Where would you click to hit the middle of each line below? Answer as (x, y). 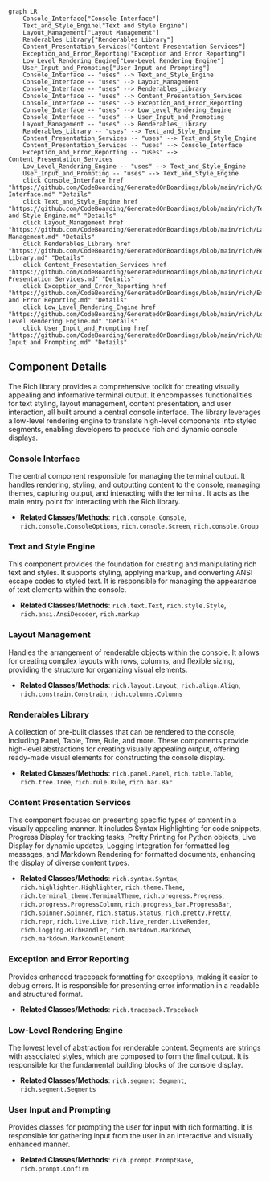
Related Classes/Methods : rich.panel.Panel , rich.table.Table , (127, 773)
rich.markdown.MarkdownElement (72, 939)
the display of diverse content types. (69, 863)
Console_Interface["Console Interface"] (91, 19)
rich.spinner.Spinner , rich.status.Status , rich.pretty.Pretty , (126, 912)
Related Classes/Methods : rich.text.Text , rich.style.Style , (123, 605)
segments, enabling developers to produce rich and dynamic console (123, 429)
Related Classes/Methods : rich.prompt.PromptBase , (107, 1160)
